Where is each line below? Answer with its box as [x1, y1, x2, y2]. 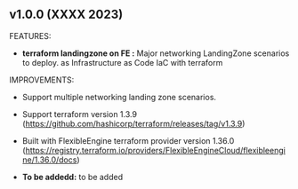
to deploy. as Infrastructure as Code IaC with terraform [21, 57, 223, 67]
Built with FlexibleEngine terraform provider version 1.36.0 [21, 135, 235, 146]
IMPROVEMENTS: [9, 75, 75, 85]
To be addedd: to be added [21, 171, 123, 182]
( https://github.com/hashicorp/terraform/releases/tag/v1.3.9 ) [21, 118, 246, 129]
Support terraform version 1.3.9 [21, 108, 138, 119]
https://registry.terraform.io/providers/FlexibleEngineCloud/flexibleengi [25, 145, 286, 155]
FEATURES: [9, 30, 52, 41]
